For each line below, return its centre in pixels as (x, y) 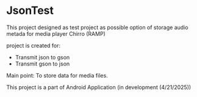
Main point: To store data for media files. (57, 75)
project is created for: (34, 45)
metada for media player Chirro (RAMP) (56, 33)
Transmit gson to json (42, 64)
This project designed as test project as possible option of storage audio (97, 27)
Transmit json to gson (42, 57)
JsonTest (30, 11)
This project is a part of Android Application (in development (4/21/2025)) (99, 87)
